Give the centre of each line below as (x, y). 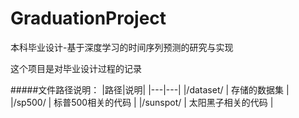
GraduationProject (88, 18)
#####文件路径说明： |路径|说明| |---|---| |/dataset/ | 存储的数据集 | (150, 89)
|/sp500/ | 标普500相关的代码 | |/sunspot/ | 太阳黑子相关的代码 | (142, 102)
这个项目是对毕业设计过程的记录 (76, 68)
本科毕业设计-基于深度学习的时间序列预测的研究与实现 (122, 47)
